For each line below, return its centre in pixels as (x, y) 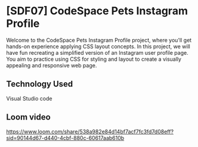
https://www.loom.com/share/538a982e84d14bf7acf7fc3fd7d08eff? (90, 132)
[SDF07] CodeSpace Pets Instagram (97, 11)
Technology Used (40, 84)
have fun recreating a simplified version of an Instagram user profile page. (98, 52)
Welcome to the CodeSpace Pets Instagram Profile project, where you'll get (99, 40)
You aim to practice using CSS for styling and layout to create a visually (94, 59)
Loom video (28, 117)
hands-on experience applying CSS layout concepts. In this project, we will (98, 46)
